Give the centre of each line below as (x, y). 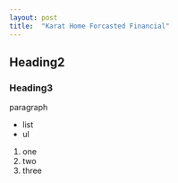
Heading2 (37, 62)
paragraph (29, 108)
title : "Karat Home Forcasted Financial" (89, 26)
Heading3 (31, 88)
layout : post (34, 17)
